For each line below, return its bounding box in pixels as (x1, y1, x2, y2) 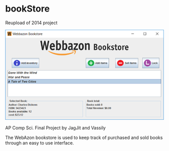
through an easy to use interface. (5, 140, 74, 146)
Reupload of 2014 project (5, 20, 58, 26)
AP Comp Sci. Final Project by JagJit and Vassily (5, 125, 106, 131)
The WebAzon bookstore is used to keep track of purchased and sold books (5, 134, 163, 141)
